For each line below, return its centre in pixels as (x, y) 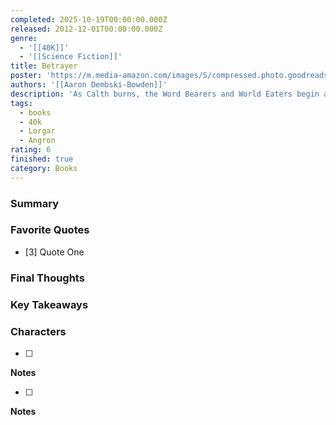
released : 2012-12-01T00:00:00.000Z (86, 29)
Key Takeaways (49, 304)
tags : (21, 103)
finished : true (42, 159)
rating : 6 (31, 150)
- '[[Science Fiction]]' (71, 57)
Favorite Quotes (50, 230)
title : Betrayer (44, 66)
